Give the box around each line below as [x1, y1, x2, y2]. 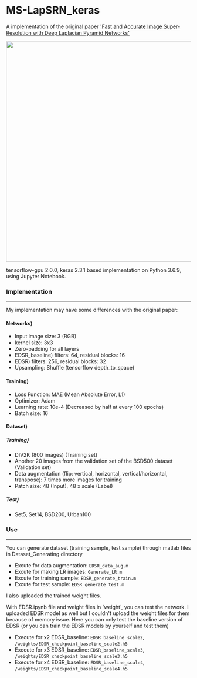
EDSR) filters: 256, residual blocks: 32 [14, 358, 107, 365]
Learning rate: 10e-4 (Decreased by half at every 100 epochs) [14, 403, 164, 410]
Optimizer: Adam [14, 397, 56, 404]
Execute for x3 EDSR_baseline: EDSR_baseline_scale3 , [14, 646, 145, 653]
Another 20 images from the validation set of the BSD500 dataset [14, 457, 173, 465]
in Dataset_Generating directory [6, 551, 83, 558]
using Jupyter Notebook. [6, 272, 66, 280]
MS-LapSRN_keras [6, 4, 100, 17]
